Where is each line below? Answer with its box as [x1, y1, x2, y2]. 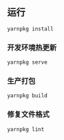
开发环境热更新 [7, 42, 57, 52]
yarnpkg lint [7, 125, 45, 133]
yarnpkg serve [7, 59, 48, 66]
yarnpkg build [7, 92, 48, 99]
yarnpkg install [7, 25, 54, 33]
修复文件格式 [7, 110, 50, 119]
